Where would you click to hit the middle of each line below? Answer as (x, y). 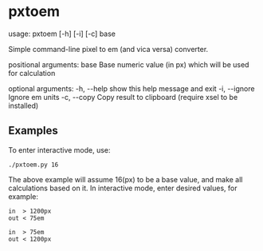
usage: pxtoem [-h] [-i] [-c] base (62, 34)
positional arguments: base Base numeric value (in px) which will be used (129, 64)
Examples (33, 131)
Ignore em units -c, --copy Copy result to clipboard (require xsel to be (123, 97)
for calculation (32, 73)
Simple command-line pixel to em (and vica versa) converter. (108, 49)
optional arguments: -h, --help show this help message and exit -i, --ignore (131, 88)
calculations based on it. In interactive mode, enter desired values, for (123, 188)
